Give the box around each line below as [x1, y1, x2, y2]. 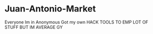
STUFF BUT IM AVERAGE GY [4, 24, 63, 30]
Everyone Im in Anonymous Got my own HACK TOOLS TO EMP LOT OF [4, 19, 149, 25]
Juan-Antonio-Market [4, 3, 96, 14]
